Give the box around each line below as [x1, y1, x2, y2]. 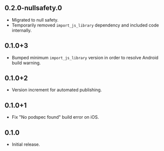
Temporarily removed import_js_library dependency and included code [11, 22, 159, 28]
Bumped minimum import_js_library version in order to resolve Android [11, 54, 159, 60]
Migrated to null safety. [11, 17, 59, 23]
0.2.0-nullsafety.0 [4, 4, 62, 12]
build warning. [11, 60, 41, 66]
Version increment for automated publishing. [11, 87, 102, 93]
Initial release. [11, 142, 40, 148]
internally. [11, 27, 32, 33]
